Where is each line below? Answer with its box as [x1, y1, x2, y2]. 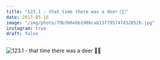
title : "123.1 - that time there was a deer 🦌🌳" [6, 8, 129, 15]
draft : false [6, 31, 39, 37]
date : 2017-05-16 [6, 14, 49, 20]
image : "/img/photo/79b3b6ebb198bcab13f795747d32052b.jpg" [6, 20, 155, 26]
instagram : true [6, 25, 46, 31]
